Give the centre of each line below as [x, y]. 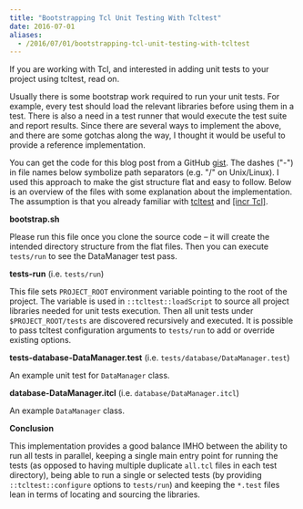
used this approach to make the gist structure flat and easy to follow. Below [151, 182]
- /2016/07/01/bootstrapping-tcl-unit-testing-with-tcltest [134, 43]
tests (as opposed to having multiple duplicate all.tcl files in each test [143, 465]
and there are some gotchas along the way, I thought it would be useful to [147, 135]
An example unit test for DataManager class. [90, 376]
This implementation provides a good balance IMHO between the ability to [149, 446]
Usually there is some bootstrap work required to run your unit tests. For [145, 97]
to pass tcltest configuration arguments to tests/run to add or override [142, 330]
